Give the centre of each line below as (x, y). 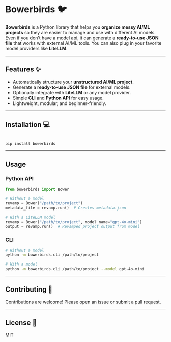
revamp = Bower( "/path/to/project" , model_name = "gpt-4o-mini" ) (74, 222)
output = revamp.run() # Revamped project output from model (73, 227)
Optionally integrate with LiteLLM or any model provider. (72, 92)
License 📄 (21, 323)
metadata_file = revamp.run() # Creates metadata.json (66, 208)
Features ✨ (23, 70)
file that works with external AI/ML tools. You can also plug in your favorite (83, 43)
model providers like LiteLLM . (36, 48)
